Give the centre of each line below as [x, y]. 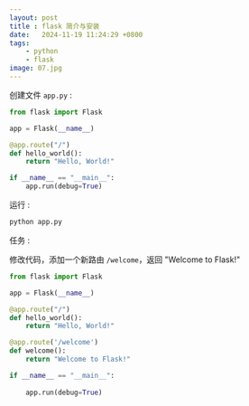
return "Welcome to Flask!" [78, 359]
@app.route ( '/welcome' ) [54, 343]
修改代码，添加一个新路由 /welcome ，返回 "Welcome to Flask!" [125, 260]
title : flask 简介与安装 [55, 26]
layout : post [34, 18]
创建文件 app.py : [41, 95]
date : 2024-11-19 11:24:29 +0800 [76, 34]
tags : [19, 43]
